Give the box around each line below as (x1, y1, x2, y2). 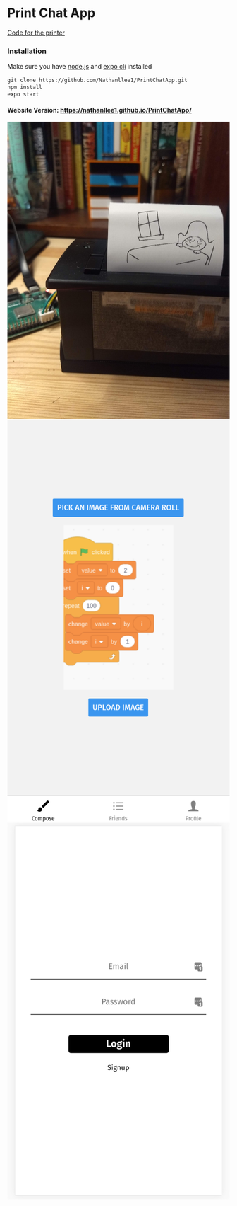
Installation (7, 46, 47, 56)
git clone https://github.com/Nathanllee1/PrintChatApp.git (7, 76, 188, 84)
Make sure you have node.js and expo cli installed (7, 62, 152, 71)
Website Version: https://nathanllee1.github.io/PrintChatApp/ (7, 105, 192, 114)
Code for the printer (7, 28, 66, 37)
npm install (7, 84, 42, 91)
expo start (7, 91, 39, 98)
